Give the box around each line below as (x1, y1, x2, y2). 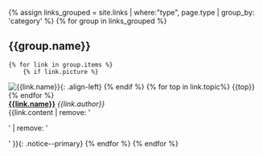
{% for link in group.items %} (8, 60, 113, 68)
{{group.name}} (8, 39, 91, 53)
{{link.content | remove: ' (8, 107, 91, 117)
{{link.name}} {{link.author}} (8, 99, 105, 109)
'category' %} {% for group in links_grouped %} (8, 16, 167, 26)
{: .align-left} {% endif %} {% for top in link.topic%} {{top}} (60, 81, 255, 92)
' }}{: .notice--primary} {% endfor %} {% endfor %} (8, 138, 179, 148)
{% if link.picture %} (23, 68, 99, 76)
